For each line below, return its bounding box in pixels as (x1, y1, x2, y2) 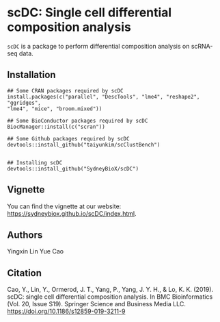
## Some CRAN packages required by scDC (7, 87, 124, 94)
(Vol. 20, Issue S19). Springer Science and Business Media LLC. (7, 300, 186, 308)
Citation (7, 267, 42, 279)
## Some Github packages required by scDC (7, 135, 130, 142)
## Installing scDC (7, 159, 63, 166)
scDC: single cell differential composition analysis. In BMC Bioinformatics (7, 293, 213, 301)
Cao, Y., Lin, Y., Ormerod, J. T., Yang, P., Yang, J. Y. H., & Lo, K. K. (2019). (7, 286, 214, 294)
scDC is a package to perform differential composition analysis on (7, 42, 190, 50)
